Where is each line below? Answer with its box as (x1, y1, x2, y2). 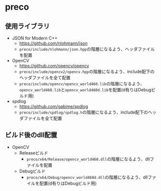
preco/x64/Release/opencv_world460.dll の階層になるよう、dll (26, 156, 150, 162)
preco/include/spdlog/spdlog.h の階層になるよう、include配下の (19, 109, 148, 115)
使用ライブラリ (5, 22, 50, 30)
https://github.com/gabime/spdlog (19, 104, 88, 109)
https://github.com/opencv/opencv (19, 63, 89, 69)
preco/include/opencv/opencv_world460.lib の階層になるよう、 (19, 81, 145, 87)
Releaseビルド (19, 150, 48, 156)
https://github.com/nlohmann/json (19, 40, 88, 46)
